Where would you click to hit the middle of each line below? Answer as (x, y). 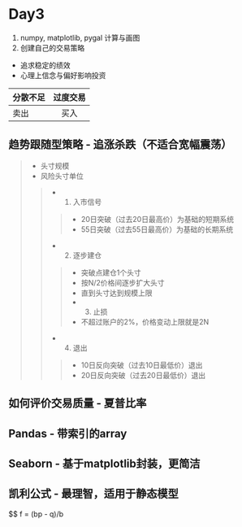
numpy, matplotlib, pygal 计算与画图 (80, 37)
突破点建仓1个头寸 (111, 272)
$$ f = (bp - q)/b (36, 514)
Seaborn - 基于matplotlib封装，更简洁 (104, 463)
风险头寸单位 (62, 176)
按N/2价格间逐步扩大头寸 (123, 282)
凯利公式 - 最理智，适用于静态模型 (93, 494)
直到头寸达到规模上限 (117, 293)
